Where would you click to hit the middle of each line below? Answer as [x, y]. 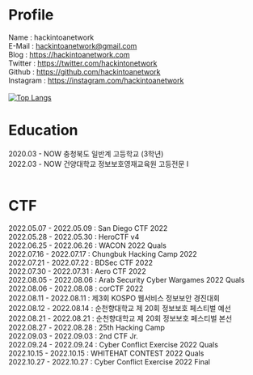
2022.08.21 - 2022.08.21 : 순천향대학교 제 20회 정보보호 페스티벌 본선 [120, 318]
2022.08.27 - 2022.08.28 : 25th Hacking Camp [87, 327]
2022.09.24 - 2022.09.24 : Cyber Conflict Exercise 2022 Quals [113, 344]
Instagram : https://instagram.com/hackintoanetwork [96, 80]
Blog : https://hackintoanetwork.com [69, 54]
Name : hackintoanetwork [51, 37]
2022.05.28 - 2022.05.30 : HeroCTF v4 [74, 237]
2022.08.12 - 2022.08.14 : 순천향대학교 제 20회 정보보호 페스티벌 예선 [120, 308]
